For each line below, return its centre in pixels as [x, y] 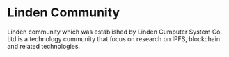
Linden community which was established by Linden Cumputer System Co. [115, 32]
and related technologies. [44, 46]
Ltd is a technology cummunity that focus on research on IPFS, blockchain [114, 38]
